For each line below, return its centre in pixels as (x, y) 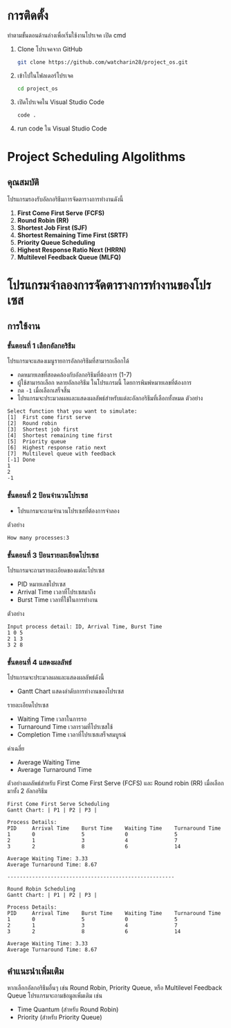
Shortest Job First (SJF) (52, 228)
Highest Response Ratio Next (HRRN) (72, 250)
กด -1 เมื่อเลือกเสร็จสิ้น (44, 391)
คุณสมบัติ (23, 182)
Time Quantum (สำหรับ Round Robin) (68, 1009)
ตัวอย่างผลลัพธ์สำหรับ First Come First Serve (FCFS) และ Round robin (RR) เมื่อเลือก (115, 783)
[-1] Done (21, 460)
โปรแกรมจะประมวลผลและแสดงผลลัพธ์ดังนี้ (56, 678)
